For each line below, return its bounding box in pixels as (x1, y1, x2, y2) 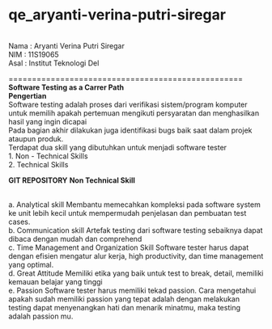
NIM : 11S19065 (8, 49, 59, 59)
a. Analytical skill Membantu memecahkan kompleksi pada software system (8, 200, 261, 209)
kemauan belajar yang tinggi (8, 276, 103, 286)
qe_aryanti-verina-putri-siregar (8, 6, 227, 24)
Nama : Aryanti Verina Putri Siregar (8, 40, 125, 50)
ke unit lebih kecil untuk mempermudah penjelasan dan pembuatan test (8, 208, 247, 217)
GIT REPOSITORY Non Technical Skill (8, 175, 136, 185)
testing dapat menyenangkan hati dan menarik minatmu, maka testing (8, 302, 241, 312)
